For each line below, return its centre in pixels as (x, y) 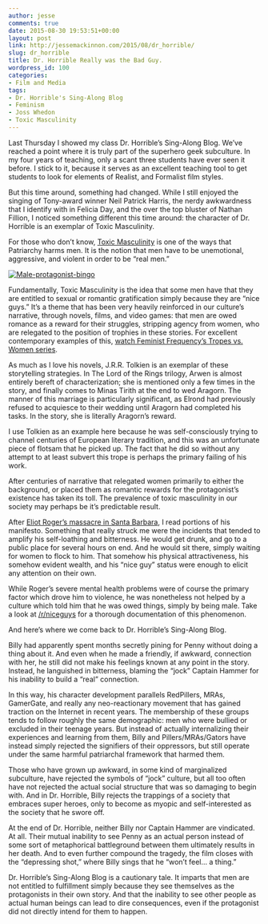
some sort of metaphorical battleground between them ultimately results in (132, 845)
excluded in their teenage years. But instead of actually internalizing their (129, 729)
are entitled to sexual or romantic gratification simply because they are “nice (134, 298)
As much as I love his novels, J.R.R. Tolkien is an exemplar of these (118, 364)
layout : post (30, 38)
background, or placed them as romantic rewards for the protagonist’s (124, 489)
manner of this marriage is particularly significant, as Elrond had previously (132, 399)
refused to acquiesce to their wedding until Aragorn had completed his (125, 407)
